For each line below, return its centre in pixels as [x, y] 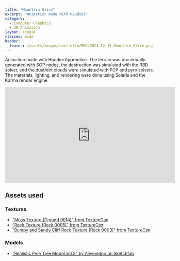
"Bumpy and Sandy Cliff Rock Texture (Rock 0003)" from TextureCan [81, 230]
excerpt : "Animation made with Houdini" [47, 14]
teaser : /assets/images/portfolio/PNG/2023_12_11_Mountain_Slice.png [81, 46]
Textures [16, 209]
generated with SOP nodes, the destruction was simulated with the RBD [77, 65]
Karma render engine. [27, 80]
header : [13, 41]
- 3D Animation [25, 28]
